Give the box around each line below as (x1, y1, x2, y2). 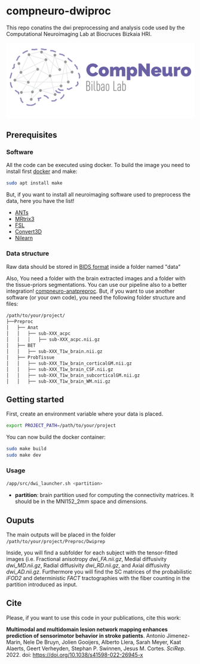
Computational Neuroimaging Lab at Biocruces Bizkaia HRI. (6, 30, 152, 37)
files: (6, 300, 19, 307)
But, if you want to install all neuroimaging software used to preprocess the (6, 191, 191, 198)
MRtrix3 (14, 216, 35, 223)
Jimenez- (166, 632, 190, 639)
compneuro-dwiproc (6, 4, 112, 18)
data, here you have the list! (6, 198, 75, 205)
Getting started (6, 394, 64, 405)
